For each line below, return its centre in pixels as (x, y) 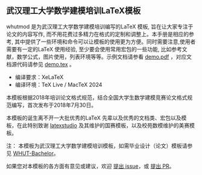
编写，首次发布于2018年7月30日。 (54, 105)
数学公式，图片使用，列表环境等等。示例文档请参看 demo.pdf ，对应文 (104, 57)
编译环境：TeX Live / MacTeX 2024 (58, 84)
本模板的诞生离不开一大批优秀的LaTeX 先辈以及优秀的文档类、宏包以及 (94, 118)
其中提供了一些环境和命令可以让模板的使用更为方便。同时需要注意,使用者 (105, 42)
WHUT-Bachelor (33, 153)
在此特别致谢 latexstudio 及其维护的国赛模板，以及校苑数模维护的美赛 (103, 125)
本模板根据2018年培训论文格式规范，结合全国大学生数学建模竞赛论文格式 (97, 97)
